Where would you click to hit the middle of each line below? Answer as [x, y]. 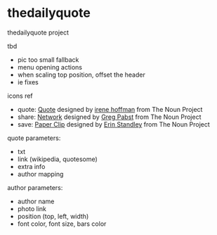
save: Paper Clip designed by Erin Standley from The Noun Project [114, 124]
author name [36, 201]
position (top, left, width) [53, 216]
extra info [31, 166]
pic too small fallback [48, 59]
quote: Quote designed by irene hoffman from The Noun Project [110, 109]
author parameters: [35, 187]
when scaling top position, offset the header [81, 75]
